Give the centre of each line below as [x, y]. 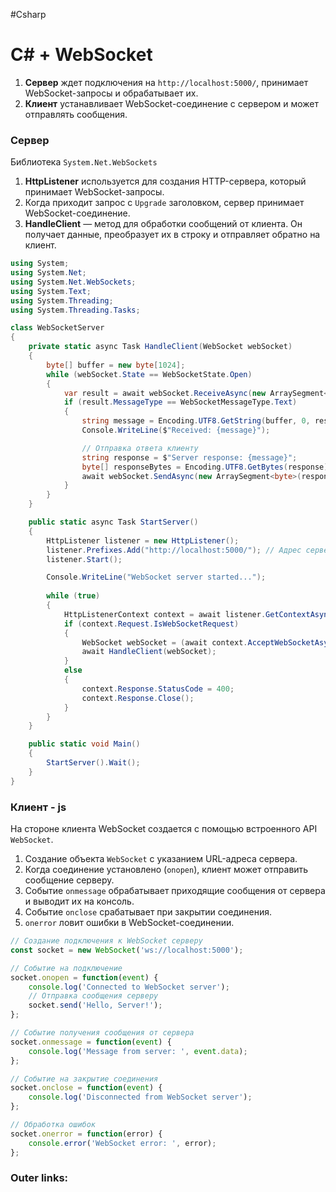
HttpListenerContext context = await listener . [165, 614]
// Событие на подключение [66, 968]
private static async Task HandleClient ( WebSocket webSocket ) [160, 347]
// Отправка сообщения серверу [93, 996]
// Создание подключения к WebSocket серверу [106, 941]
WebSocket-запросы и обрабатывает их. [111, 93]
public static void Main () [84, 744]
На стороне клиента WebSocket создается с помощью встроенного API [164, 829]
